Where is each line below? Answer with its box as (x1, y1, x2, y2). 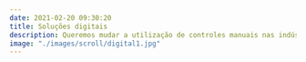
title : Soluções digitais (9, 22, 107, 31)
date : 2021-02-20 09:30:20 (9, 13, 112, 23)
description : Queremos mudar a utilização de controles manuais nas (9, 30, 275, 39)
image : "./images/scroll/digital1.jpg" (9, 38, 161, 48)
